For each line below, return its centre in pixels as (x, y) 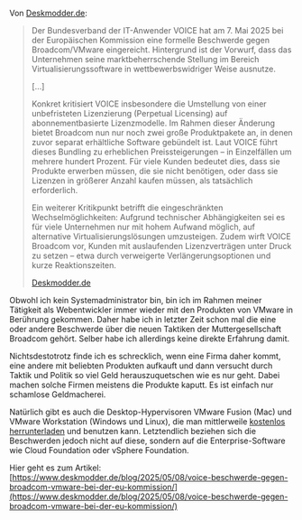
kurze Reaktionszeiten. (74, 265)
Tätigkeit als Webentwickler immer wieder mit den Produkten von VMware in (151, 310)
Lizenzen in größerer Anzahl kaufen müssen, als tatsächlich (142, 181)
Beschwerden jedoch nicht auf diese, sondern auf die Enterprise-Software (147, 441)
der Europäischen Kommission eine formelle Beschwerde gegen (151, 40)
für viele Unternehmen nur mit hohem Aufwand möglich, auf (143, 227)
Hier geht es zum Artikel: (55, 468)
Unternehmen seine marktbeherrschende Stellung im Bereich (145, 59)
